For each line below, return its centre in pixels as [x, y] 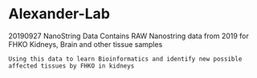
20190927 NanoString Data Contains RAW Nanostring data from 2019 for [128, 36]
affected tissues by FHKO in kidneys [71, 66]
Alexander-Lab [59, 14]
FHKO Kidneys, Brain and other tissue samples [86, 44]
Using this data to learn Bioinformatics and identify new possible [125, 59]
